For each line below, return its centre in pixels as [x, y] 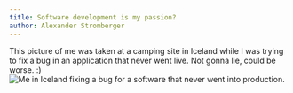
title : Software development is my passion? [93, 17]
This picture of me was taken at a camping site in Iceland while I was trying [146, 50]
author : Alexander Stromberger [67, 26]
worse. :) [25, 70]
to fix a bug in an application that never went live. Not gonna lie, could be [143, 60]
